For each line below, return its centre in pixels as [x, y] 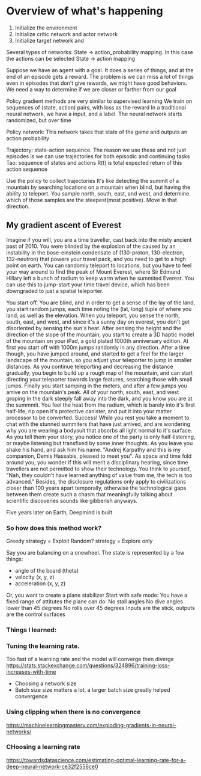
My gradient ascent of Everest [64, 225]
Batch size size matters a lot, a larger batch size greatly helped [92, 690]
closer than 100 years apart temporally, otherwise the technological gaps [96, 488]
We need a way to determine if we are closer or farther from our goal [91, 89]
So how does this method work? [54, 528]
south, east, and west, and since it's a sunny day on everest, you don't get [98, 322]
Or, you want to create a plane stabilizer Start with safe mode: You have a [97, 595]
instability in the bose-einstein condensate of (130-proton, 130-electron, [95, 252]
